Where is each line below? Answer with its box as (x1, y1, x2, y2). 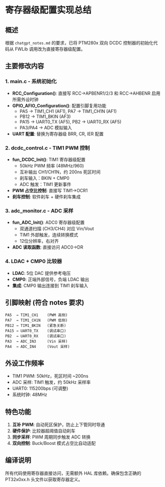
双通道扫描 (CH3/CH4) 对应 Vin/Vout (19, 226, 95, 232)
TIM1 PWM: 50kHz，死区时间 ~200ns (12, 373, 89, 379)
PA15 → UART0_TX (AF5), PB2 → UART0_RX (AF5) (19, 118, 122, 124)
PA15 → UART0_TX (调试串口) (5, 328, 66, 333)
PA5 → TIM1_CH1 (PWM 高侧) (5, 313, 68, 318)
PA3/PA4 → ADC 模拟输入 (19, 124, 72, 130)
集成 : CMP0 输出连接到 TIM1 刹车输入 (12, 282, 89, 288)
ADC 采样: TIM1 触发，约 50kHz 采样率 (12, 379, 91, 385)
